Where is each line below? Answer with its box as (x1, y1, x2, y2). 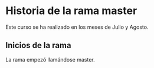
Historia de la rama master (5, 4, 137, 18)
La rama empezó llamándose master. (5, 56, 95, 63)
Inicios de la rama (5, 40, 71, 50)
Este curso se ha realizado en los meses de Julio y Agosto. (5, 23, 149, 30)
